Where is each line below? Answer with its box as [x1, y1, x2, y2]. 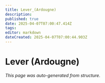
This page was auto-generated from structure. [5, 72, 101, 78]
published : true [5, 16, 39, 21]
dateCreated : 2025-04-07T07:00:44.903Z [5, 35, 88, 40]
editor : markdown [5, 30, 41, 35]
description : [5, 12, 32, 17]
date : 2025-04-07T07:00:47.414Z [5, 21, 72, 26]
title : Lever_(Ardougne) [5, 7, 56, 12]
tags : [5, 26, 16, 31]
